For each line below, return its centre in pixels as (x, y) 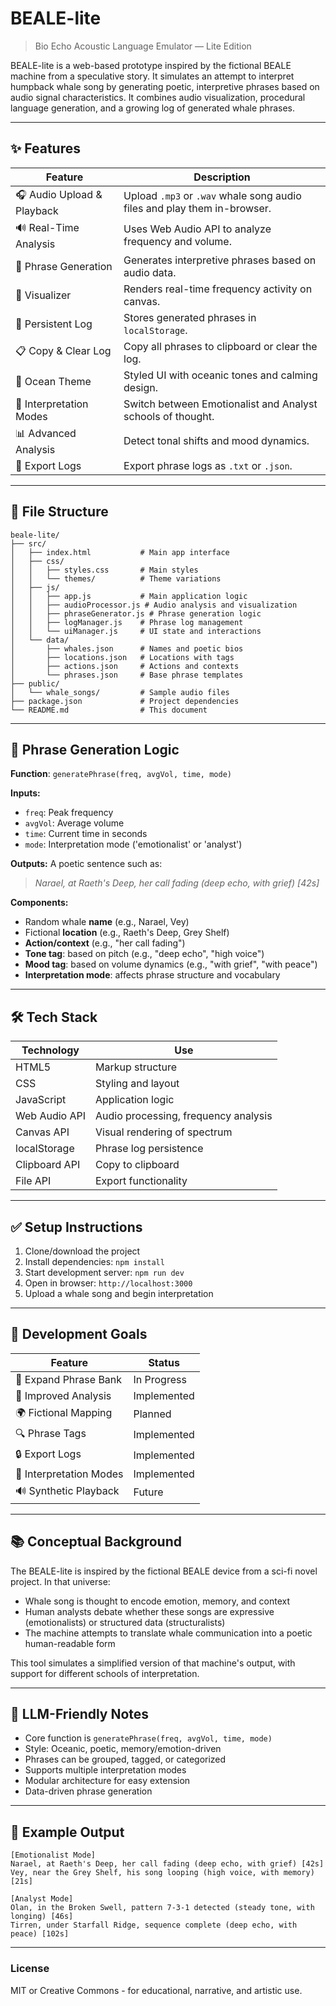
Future (148, 1492)
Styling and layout (137, 1084)
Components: (39, 903)
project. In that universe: (60, 1581)
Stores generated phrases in (190, 317)
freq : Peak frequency (69, 813)
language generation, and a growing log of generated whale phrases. (152, 108)
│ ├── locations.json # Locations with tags (122, 657)
